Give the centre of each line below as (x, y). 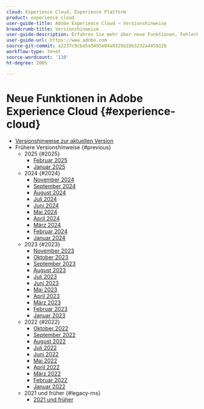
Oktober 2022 (51, 329)
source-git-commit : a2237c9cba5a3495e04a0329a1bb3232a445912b (87, 46)
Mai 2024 (45, 212)
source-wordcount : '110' (38, 57)
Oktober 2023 (51, 257)
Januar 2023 (49, 316)
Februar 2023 (50, 309)
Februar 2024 (50, 231)
